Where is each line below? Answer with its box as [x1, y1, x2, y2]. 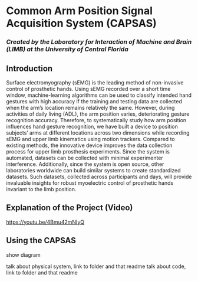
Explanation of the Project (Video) [6, 202, 133, 213]
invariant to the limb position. [6, 185, 77, 192]
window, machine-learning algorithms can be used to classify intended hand [6, 92, 192, 99]
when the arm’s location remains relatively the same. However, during [6, 104, 175, 111]
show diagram [6, 251, 41, 258]
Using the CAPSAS [6, 236, 77, 246]
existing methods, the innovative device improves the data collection [6, 142, 173, 149]
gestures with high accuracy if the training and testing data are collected [6, 97, 183, 104]
